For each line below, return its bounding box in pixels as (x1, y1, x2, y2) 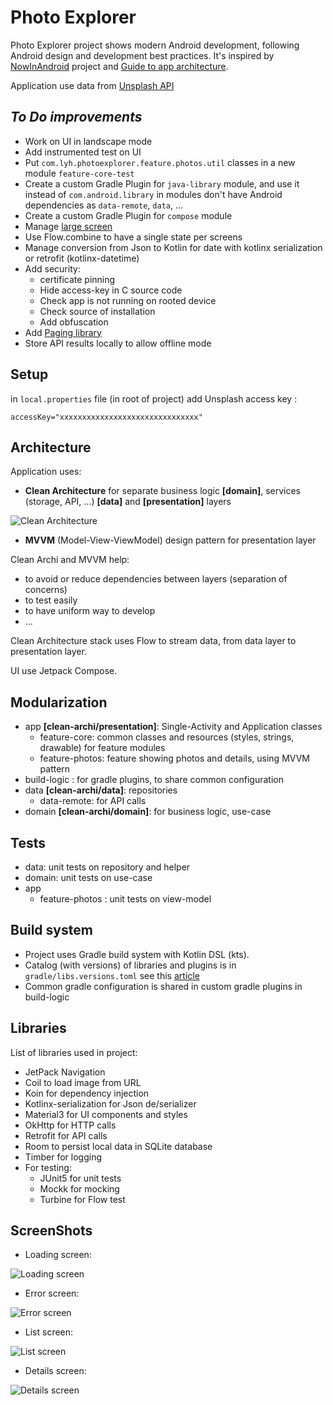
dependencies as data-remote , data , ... (24, 199, 184, 211)
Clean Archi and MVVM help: (10, 554, 130, 566)
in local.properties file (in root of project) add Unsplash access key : (10, 392, 298, 405)
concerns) (24, 584, 68, 596)
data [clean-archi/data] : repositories (24, 784, 178, 796)
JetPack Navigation (24, 1066, 106, 1078)
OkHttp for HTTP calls (24, 1119, 117, 1131)
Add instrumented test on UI (24, 146, 142, 158)
